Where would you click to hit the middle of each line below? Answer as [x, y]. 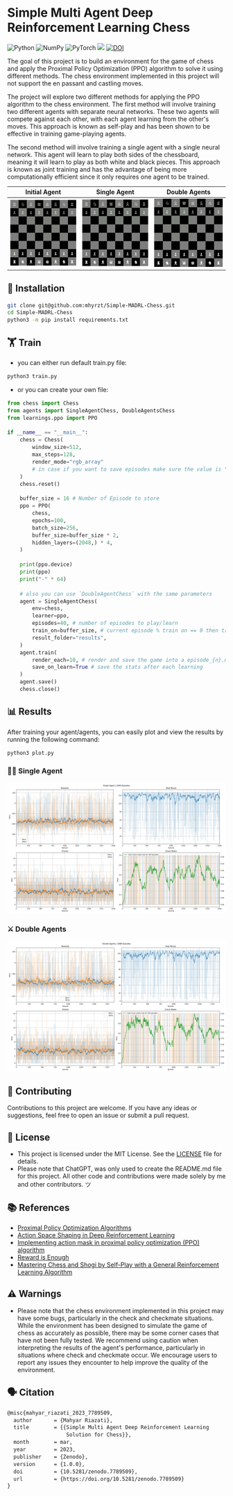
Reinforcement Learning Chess [99, 27]
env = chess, [48, 609]
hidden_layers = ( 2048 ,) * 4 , [72, 543]
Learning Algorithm [45, 1272]
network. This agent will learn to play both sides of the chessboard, [103, 154]
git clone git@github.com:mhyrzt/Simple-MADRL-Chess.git [91, 305]
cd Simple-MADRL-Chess [40, 313]
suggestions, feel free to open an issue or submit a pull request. [98, 1115]
